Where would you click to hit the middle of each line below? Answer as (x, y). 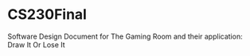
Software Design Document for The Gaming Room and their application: (125, 36)
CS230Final (47, 15)
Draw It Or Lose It (36, 44)
